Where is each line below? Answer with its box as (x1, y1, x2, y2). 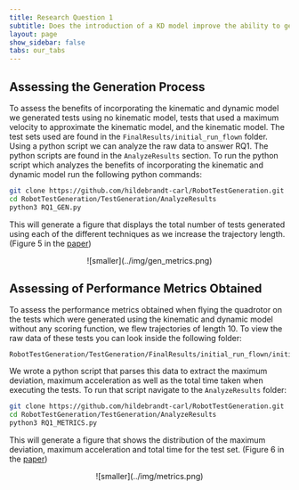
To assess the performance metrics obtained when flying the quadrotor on (9, 305, 283, 315)
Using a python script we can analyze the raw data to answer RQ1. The (9, 140, 269, 151)
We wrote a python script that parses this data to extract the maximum (9, 366, 268, 377)
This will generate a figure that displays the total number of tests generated (9, 219, 286, 230)
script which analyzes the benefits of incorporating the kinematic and (9, 159, 264, 170)
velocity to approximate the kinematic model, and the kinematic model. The (9, 121, 285, 132)
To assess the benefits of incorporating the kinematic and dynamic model (9, 102, 279, 113)
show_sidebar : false (9, 37, 86, 47)
